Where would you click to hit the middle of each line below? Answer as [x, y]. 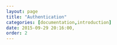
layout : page [22, 11]
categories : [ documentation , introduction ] [59, 22]
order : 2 [17, 33]
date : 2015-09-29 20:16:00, [41, 28]
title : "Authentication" [36, 17]
